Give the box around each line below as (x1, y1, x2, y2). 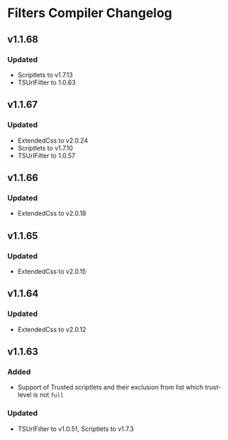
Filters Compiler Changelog (7, 5, 173, 21)
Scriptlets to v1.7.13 (17, 70, 73, 79)
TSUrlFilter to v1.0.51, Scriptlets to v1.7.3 (17, 424, 135, 433)
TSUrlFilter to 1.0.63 (17, 78, 76, 87)
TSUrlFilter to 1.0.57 (17, 151, 76, 160)
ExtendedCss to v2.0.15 (17, 267, 86, 275)
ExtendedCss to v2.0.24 (17, 136, 89, 145)
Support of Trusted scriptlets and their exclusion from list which (17, 383, 204, 392)
